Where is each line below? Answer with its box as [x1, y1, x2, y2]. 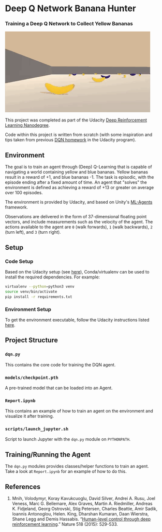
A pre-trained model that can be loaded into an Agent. [5, 385, 113, 391]
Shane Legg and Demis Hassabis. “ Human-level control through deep [12, 516, 151, 522]
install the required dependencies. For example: [5, 274, 100, 280]
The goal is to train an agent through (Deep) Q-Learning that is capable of [5, 164, 152, 170]
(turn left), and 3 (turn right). [5, 229, 61, 235]
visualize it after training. [5, 413, 54, 419]
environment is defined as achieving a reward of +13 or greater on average [5, 185, 154, 190]
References [5, 482, 41, 491]
